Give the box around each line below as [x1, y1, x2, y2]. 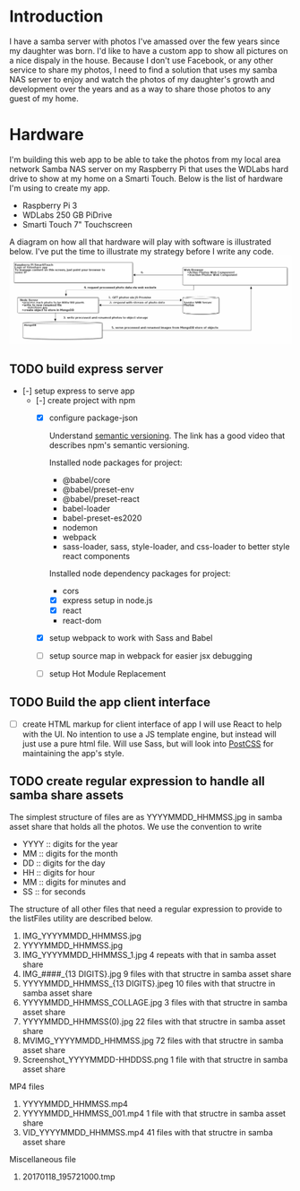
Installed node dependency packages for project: [48, 567, 231, 579]
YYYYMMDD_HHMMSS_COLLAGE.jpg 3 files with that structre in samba [21, 997, 288, 1007]
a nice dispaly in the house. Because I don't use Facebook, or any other [9, 55, 274, 65]
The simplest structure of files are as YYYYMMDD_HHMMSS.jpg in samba [9, 811, 283, 822]
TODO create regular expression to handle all [9, 773, 266, 790]
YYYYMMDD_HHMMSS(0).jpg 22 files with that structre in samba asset [21, 1015, 286, 1027]
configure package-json [48, 412, 139, 423]
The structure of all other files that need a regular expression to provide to [9, 903, 283, 914]
